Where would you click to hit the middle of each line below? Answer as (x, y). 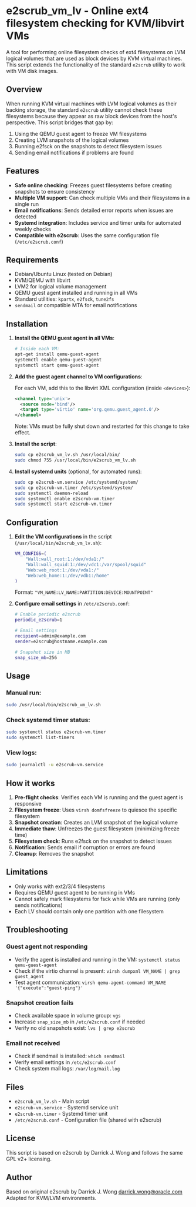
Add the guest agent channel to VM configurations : (78, 376)
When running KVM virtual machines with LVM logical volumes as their (92, 104)
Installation (27, 324)
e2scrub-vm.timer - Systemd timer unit (61, 1114)
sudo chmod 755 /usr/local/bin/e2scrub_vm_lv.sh (75, 460)
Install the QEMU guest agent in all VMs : (64, 338)
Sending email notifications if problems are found (74, 152)
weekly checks (33, 229)
